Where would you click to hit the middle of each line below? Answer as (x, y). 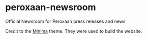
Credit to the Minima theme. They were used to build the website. (74, 31)
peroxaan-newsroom (51, 7)
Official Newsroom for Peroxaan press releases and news (65, 21)
